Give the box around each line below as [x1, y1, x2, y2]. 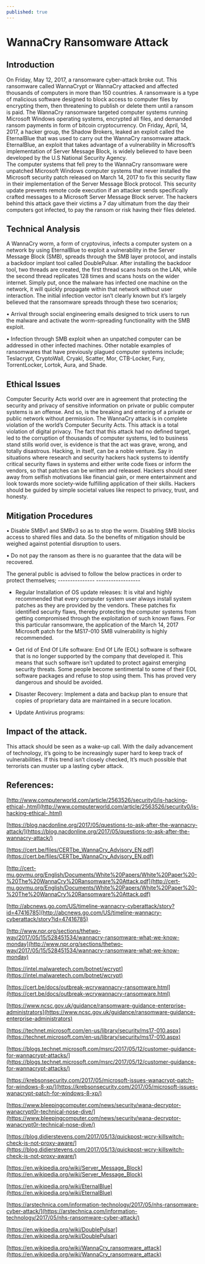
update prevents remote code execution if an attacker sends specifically [6, 186, 188, 194]
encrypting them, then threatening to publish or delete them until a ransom [6, 102, 194, 109]
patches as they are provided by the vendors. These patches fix [15, 601, 176, 609]
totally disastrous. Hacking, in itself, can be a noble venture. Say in [6, 448, 173, 455]
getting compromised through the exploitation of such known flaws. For [15, 615, 195, 622]
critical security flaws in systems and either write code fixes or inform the [6, 461, 191, 468]
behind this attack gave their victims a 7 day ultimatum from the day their [6, 200, 190, 207]
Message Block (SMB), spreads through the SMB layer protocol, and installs [6, 253, 197, 260]
